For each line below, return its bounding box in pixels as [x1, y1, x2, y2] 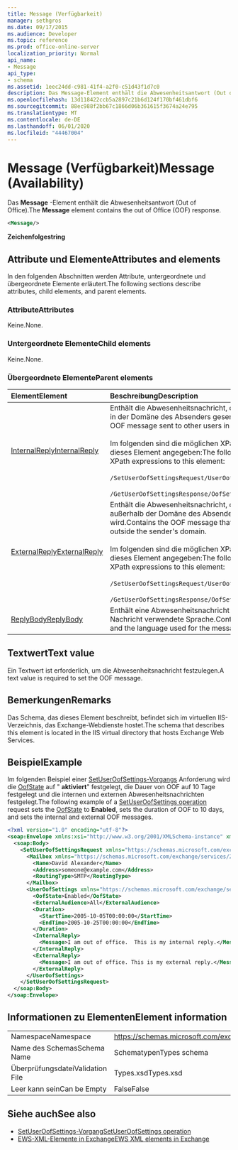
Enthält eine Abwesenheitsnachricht [109, 605, 230, 615]
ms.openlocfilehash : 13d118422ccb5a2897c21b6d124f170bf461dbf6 [7, 97, 198, 104]
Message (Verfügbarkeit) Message [7, 160, 215, 176]
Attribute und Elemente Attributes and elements [7, 253, 221, 265]
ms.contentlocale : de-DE [7, 116, 81, 123]
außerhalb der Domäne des [109, 509, 201, 519]
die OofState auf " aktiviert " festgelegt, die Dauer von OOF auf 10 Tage [7, 783, 216, 791]
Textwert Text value [7, 647, 95, 659]
